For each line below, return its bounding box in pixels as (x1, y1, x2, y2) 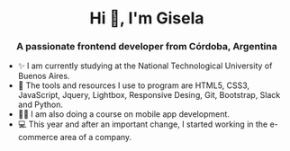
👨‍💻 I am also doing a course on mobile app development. (17, 109, 230, 120)
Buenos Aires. (17, 71, 70, 82)
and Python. (17, 99, 64, 111)
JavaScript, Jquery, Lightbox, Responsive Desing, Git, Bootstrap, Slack (17, 90, 281, 101)
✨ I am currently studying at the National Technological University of (17, 60, 273, 71)
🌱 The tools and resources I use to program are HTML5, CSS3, (17, 80, 250, 91)
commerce (17, 132, 59, 143)
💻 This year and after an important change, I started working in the (17, 119, 268, 129)
